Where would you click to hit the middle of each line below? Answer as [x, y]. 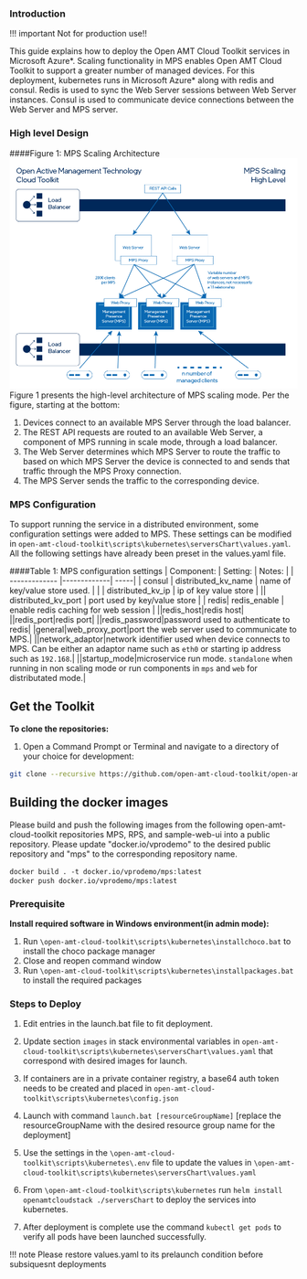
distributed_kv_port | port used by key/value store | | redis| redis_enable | [147, 601]
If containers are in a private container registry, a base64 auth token [151, 1079]
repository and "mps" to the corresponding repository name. [123, 854]
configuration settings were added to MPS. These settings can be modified [151, 534]
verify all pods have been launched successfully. [115, 1237]
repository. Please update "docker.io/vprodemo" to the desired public [140, 844]
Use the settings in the [65, 1153]
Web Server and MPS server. [64, 110]
